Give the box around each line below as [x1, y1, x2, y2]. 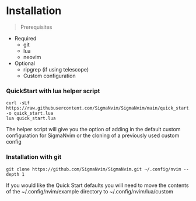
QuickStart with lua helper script [6, 87, 100, 95]
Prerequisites [20, 23, 52, 30]
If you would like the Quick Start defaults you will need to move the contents [6, 182, 189, 189]
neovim [23, 53, 41, 60]
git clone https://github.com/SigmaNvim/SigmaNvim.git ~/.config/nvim [6, 166, 181, 172]
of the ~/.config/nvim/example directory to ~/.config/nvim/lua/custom [6, 188, 174, 195]
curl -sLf [6, 100, 30, 106]
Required [14, 35, 37, 42]
